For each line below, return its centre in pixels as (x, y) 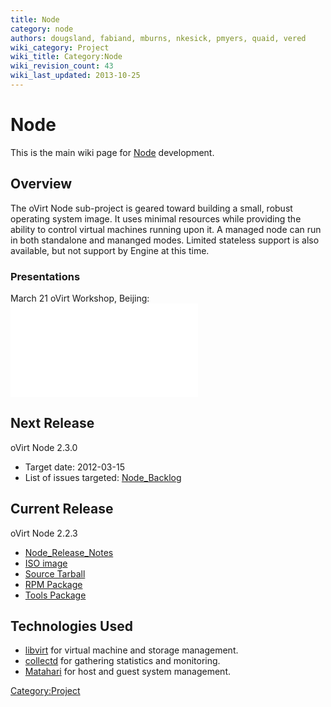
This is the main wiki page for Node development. (112, 152)
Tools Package (55, 595)
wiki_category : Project (60, 47)
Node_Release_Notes (69, 552)
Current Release (62, 509)
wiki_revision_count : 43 (62, 66)
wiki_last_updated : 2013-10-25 (75, 76)
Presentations (45, 276)
